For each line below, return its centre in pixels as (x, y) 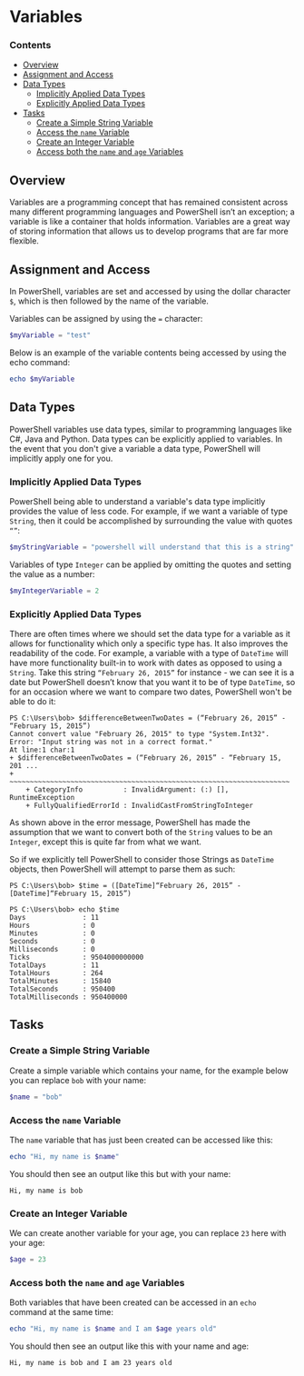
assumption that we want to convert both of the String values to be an (141, 833)
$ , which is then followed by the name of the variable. (109, 301)
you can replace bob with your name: (78, 1080)
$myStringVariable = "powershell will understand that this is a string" (152, 547)
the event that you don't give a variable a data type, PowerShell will (135, 448)
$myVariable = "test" (50, 335)
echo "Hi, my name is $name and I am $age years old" (113, 1329)
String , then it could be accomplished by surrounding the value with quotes (151, 521)
